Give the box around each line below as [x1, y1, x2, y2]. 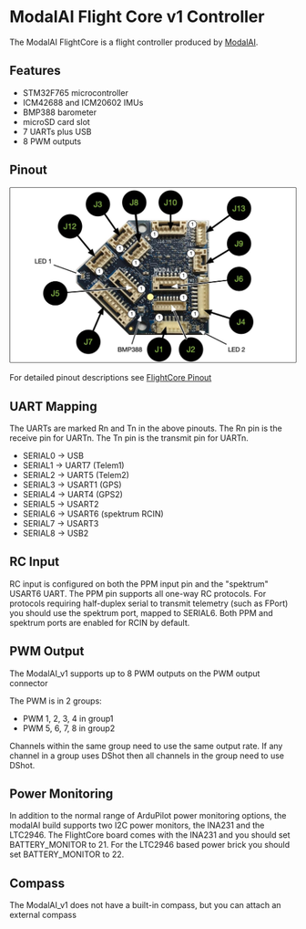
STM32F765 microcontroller [22, 87, 129, 98]
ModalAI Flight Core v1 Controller [9, 6, 265, 27]
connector [9, 677, 48, 688]
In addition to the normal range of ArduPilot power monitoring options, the [9, 810, 287, 821]
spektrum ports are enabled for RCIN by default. [9, 617, 190, 628]
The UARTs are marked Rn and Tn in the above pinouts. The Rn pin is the [9, 423, 282, 433]
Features [9, 63, 61, 78]
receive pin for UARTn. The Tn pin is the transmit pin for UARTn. [9, 432, 249, 444]
